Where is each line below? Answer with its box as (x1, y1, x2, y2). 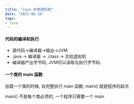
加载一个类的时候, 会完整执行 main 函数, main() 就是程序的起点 (5, 83, 129, 89)
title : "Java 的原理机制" (5, 7, 54, 12)
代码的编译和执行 (5, 36, 39, 41)
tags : (5, 16, 16, 21)
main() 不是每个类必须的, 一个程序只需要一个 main (5, 93, 104, 99)
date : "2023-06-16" (5, 12, 45, 16)
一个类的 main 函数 (5, 72, 43, 78)
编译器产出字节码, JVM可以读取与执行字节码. (12, 60, 102, 65)
